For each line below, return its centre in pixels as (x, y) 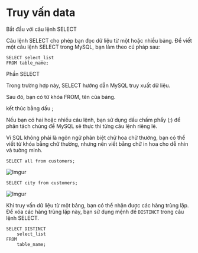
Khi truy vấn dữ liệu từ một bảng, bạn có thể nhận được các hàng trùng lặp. (98, 205)
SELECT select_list (30, 57)
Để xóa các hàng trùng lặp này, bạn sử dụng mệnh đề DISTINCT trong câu (95, 212)
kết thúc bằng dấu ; (30, 108)
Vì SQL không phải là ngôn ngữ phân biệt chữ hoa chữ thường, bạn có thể (96, 137)
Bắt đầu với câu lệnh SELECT (41, 29)
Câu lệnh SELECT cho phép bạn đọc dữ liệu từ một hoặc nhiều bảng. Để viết (99, 40)
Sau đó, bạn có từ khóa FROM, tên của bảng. (61, 97)
